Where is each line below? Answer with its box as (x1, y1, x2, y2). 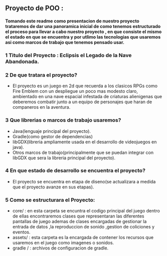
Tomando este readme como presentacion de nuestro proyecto (5, 18, 139, 24)
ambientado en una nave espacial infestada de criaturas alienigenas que (12, 94, 162, 100)
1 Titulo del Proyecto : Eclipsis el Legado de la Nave (5, 52, 132, 59)
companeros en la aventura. (12, 104, 71, 110)
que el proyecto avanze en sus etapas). (12, 184, 94, 190)
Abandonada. (5, 58, 39, 65)
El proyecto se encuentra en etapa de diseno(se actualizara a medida (12, 178, 156, 184)
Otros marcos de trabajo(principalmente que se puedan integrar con (12, 149, 154, 155)
